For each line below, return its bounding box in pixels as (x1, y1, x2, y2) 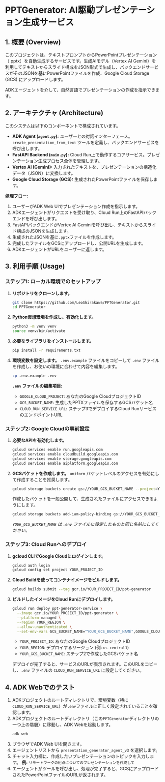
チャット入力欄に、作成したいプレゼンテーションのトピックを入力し (12, 753, 150, 759)
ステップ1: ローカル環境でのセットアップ (5, 278, 101, 285)
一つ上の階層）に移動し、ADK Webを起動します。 (12, 722, 113, 728)
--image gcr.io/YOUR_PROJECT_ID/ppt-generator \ (17, 611, 118, 616)
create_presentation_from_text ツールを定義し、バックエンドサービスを (12, 139, 160, 145)
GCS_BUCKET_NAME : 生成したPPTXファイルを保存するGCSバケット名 (19, 399, 153, 405)
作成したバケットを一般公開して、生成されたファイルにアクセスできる (12, 496, 154, 502)
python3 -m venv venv (12, 324, 57, 329)
